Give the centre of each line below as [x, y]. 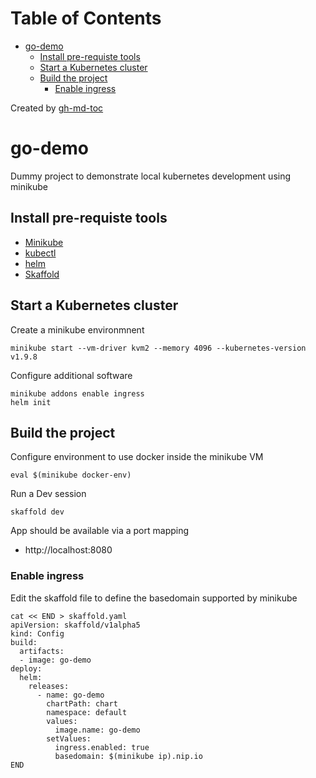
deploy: [26, 668]
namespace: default [87, 712]
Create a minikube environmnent [77, 329]
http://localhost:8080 [68, 550]
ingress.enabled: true [102, 747]
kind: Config [37, 633]
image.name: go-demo [97, 730]
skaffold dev [37, 512]
